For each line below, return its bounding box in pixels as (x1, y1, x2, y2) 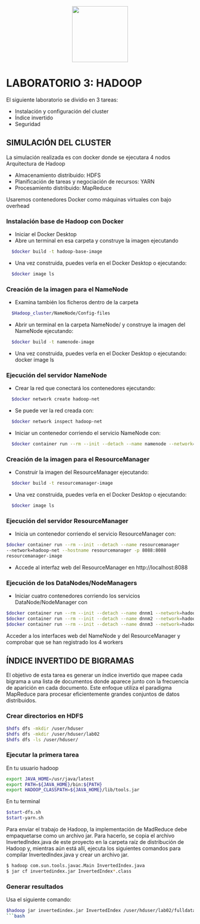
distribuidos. (6, 697, 37, 704)
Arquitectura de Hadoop (6, 160, 65, 167)
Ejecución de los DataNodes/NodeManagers (6, 579, 137, 587)
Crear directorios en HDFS (6, 712, 83, 720)
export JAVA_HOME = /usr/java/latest (6, 776, 95, 782)
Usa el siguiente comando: (6, 896, 71, 903)
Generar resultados (6, 882, 64, 891)
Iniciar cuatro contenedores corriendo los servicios (14, 592, 140, 599)
